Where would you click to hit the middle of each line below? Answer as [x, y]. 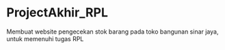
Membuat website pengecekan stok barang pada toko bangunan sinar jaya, [112, 32]
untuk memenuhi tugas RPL [45, 38]
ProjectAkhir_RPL [57, 13]
